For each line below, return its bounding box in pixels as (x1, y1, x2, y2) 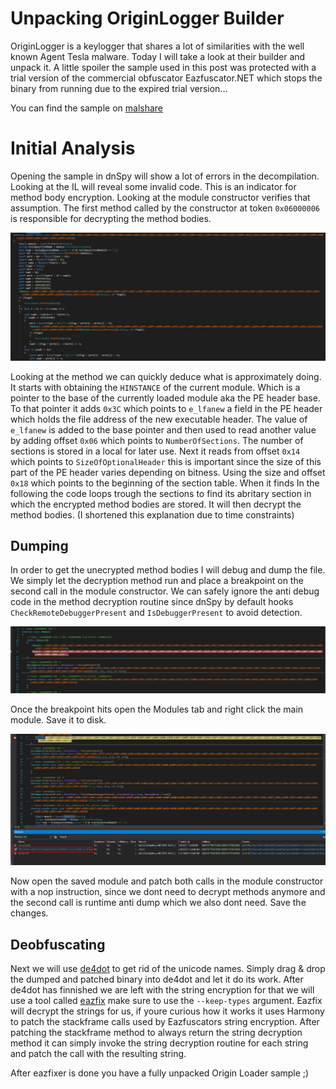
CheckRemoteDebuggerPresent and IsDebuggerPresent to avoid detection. (10, 607, 303, 619)
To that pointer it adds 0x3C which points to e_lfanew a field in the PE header (10, 402, 323, 414)
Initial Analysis (10, 137, 136, 160)
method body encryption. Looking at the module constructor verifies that (10, 191, 311, 203)
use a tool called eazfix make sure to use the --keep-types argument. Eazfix (10, 994, 323, 1006)
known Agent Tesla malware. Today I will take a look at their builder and (10, 50, 306, 62)
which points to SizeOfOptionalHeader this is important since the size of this (10, 455, 322, 467)
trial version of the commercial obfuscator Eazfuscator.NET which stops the (10, 72, 323, 84)
